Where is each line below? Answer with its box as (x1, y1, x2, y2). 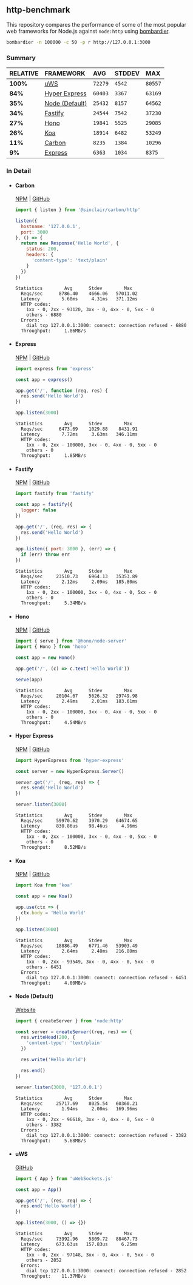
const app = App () (15, 1186, 62, 1193)
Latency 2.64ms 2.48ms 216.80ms (21, 948, 138, 954)
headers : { (26, 252, 54, 258)
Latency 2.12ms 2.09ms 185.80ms (21, 579, 138, 585)
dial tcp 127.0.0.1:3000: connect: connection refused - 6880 (26, 322, 187, 328)
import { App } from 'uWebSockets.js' (15, 1175, 113, 1182)
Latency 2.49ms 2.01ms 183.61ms (21, 698, 138, 704)
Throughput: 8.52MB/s (21, 845, 86, 851)
